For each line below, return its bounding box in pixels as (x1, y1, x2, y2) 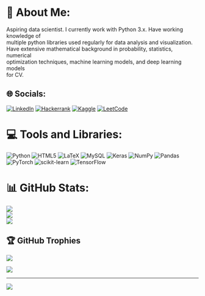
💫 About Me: (6, 5, 71, 20)
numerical (6, 51, 32, 59)
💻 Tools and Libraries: (6, 128, 123, 141)
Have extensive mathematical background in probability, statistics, (6, 45, 173, 52)
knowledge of (6, 32, 41, 39)
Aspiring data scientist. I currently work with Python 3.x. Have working (6, 26, 183, 33)
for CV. (6, 71, 24, 78)
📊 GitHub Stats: (6, 181, 90, 195)
